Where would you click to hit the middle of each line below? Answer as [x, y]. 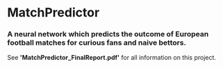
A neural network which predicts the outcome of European [108, 34]
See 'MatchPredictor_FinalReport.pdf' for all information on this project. [112, 58]
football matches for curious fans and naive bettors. [97, 43]
